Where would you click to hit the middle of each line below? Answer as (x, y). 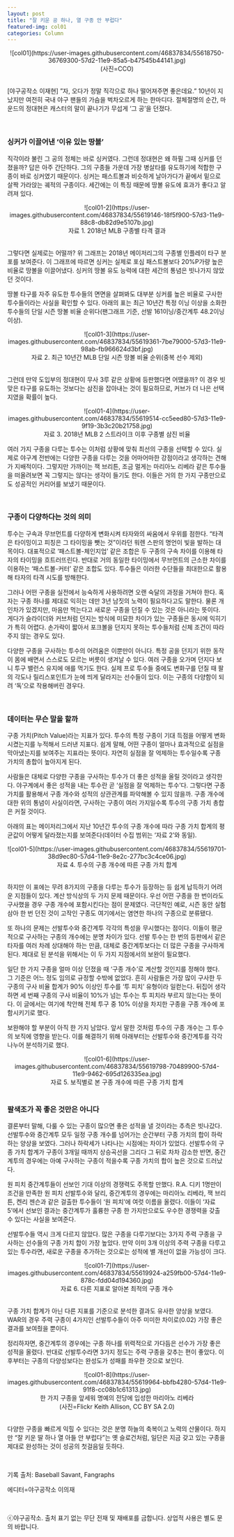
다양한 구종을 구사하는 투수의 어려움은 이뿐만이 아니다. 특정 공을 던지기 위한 (109, 650)
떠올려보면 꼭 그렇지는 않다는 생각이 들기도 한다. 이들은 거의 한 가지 (105, 475)
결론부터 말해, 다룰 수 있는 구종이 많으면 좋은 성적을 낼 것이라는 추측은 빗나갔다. (115, 1126)
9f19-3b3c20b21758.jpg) (117, 425)
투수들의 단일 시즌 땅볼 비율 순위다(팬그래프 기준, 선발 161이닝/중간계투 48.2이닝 (116, 311)
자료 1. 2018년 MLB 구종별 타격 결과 (117, 231)
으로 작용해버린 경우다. (54, 685)
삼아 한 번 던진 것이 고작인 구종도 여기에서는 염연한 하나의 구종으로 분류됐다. (110, 913)
